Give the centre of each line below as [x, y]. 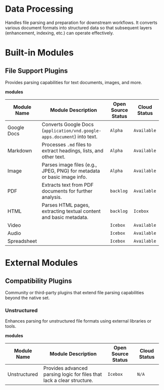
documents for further [67, 191]
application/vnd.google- [72, 131]
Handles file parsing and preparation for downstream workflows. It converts [81, 22]
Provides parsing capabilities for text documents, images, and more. [74, 82]
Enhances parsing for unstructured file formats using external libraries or [78, 321]
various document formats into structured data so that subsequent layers [79, 27]
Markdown [20, 151]
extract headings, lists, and [72, 151]
